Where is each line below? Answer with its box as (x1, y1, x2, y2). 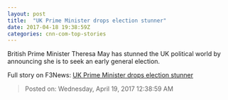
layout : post (7, 10, 46, 18)
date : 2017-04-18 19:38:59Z (7, 23, 91, 30)
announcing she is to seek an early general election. (7, 57, 161, 66)
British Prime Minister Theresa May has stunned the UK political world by (7, 50, 222, 58)
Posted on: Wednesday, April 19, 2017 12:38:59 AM (24, 84, 174, 93)
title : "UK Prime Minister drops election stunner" (7, 17, 167, 24)
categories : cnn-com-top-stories (7, 30, 107, 38)
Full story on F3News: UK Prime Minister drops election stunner (7, 71, 194, 79)
